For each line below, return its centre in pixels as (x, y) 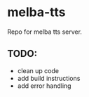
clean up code (38, 70)
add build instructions (49, 78)
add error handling (44, 86)
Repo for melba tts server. (45, 32)
